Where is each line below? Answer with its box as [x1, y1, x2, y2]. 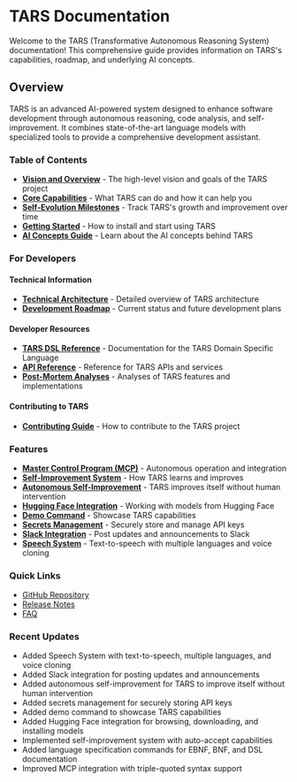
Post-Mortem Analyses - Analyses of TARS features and [21, 372, 231, 382]
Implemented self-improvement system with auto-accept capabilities [21, 735, 273, 746]
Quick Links [9, 569, 61, 581]
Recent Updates [9, 631, 80, 643]
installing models [21, 725, 84, 736]
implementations [21, 380, 83, 391]
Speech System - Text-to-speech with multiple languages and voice [21, 538, 272, 548]
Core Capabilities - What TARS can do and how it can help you [21, 193, 253, 203]
